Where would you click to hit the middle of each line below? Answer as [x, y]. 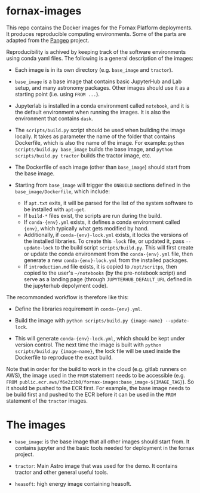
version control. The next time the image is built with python [88, 345]
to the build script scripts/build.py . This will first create [124, 247]
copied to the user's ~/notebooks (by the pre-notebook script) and [105, 273]
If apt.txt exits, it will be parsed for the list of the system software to [108, 203]
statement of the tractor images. [47, 401]
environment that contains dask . [54, 118]
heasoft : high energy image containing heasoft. [73, 483]
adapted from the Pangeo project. [48, 40]
